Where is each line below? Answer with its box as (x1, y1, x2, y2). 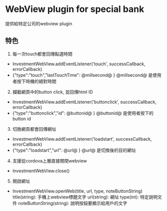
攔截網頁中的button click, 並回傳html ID (12, 89, 93, 95)
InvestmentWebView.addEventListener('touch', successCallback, (12, 61, 146, 67)
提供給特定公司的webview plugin (5, 20, 72, 26)
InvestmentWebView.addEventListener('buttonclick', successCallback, (12, 99, 157, 105)
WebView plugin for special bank (5, 3, 145, 15)
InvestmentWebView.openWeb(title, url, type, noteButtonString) (12, 188, 143, 194)
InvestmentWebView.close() (12, 168, 70, 174)
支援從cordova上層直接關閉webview (12, 158, 87, 164)
